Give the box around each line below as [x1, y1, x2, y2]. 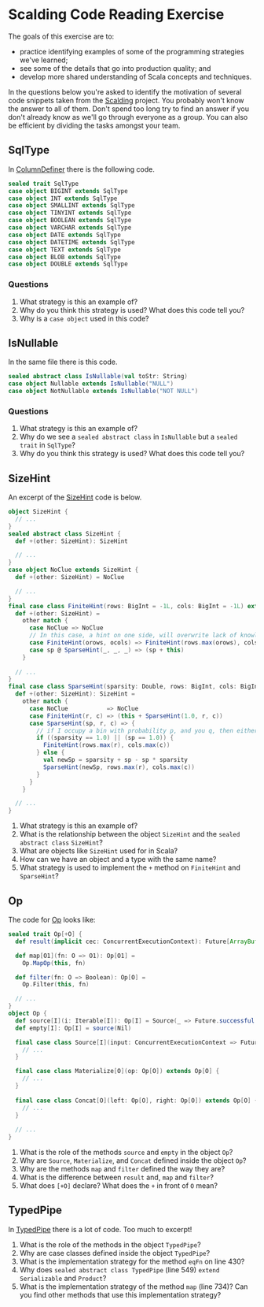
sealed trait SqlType [8, 180, 79, 188]
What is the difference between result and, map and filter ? [19, 1172, 214, 1183]
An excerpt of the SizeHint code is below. [8, 492, 142, 502]
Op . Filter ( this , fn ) [22, 981, 90, 989]
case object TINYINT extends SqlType [8, 209, 132, 217]
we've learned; [19, 55, 68, 65]
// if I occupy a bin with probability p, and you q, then [36, 726, 234, 734]
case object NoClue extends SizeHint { [8, 566, 139, 574]
